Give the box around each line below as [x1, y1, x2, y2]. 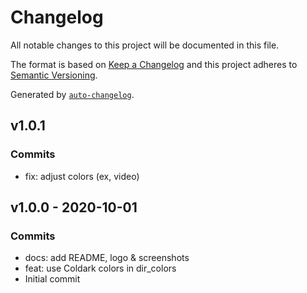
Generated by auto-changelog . [10, 88, 135, 100]
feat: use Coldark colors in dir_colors [24, 262, 177, 275]
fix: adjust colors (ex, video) [24, 170, 140, 182]
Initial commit [24, 273, 81, 285]
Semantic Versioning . [10, 69, 98, 81]
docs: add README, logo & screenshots [24, 252, 190, 264]
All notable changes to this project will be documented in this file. [10, 39, 280, 51]
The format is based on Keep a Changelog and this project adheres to [10, 58, 298, 70]
